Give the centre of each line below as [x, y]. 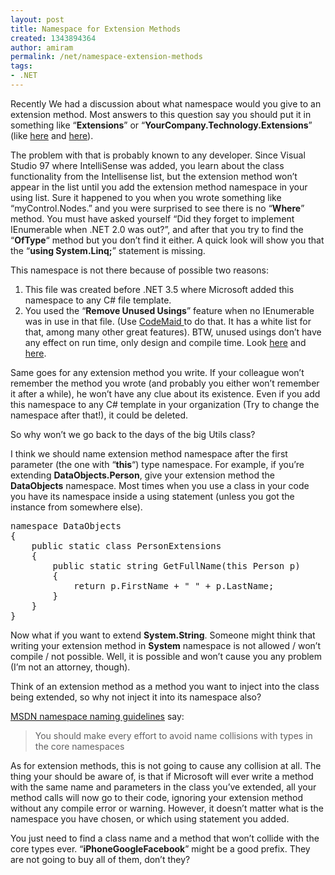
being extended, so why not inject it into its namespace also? [136, 697]
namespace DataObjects [66, 525]
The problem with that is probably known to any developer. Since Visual [158, 155]
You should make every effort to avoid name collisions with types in [173, 735]
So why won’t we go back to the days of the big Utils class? [133, 434]
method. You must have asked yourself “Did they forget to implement [152, 218]
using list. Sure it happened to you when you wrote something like [146, 197]
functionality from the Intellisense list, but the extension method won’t [154, 176]
